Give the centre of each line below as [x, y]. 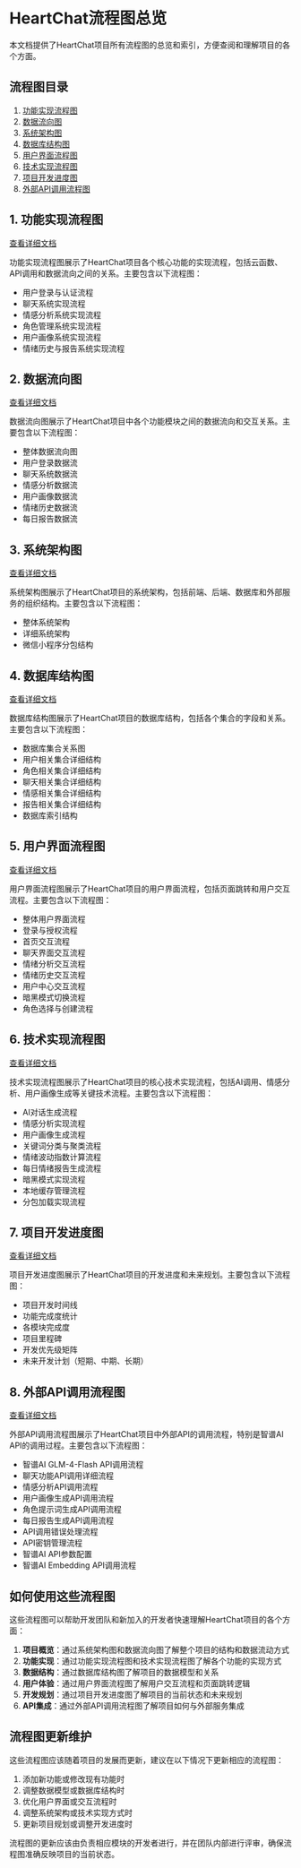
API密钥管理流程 [52, 1543]
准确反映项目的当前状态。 [72, 1854]
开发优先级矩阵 [50, 1350]
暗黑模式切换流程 [54, 997]
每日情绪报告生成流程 [61, 1168]
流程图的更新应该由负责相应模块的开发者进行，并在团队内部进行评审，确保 [146, 1843]
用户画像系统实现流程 [61, 337]
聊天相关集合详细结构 [61, 782]
